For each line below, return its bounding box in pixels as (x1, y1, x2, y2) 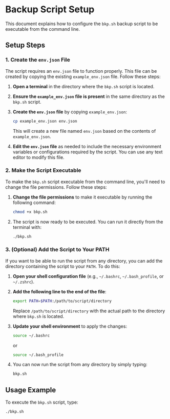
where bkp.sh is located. (12, 313, 65, 319)
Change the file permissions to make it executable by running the (12, 194, 153, 200)
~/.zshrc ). (12, 278, 35, 285)
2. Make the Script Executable (5, 167, 81, 174)
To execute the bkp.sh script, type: (5, 399, 78, 406)
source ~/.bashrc (12, 333, 50, 338)
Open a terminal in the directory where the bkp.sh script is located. (12, 83, 155, 89)
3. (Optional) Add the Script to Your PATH (5, 246, 110, 253)
